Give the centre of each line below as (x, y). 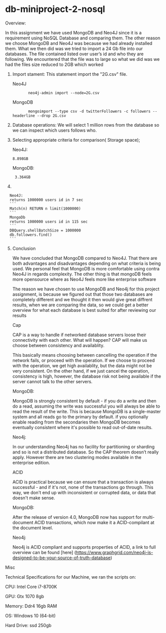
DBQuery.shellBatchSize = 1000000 (45, 230)
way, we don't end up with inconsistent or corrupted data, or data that (84, 492)
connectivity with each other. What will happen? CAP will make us (80, 340)
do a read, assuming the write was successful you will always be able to (86, 406)
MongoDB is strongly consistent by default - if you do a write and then (84, 401)
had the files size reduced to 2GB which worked (54, 64)
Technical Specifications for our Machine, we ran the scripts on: (71, 577)
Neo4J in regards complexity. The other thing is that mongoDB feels (82, 274)
